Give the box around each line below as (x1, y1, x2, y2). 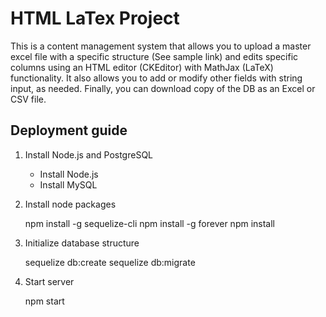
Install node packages (24, 198, 117, 210)
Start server (24, 275, 75, 287)
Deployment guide (10, 122, 128, 139)
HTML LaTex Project (10, 7, 180, 30)
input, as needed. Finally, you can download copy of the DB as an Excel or (10, 82, 316, 94)
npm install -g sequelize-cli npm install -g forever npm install (24, 217, 276, 229)
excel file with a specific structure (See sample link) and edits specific (10, 50, 299, 62)
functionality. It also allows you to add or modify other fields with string (10, 72, 303, 84)
